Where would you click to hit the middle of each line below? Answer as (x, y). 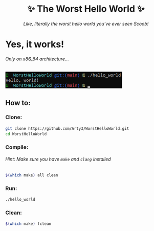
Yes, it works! (35, 44)
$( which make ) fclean (28, 224)
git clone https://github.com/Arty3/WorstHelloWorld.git (67, 128)
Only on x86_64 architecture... (37, 59)
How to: (18, 103)
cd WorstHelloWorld (26, 134)
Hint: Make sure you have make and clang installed (58, 159)
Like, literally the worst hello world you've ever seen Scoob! (86, 24)
